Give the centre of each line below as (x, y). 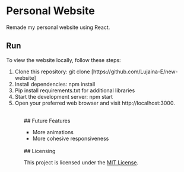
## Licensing (39, 151)
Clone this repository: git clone (52, 72)
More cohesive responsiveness (71, 138)
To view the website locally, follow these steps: (64, 60)
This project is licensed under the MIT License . (81, 162)
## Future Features (47, 121)
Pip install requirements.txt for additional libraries (75, 90)
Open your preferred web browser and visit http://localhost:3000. (95, 103)
